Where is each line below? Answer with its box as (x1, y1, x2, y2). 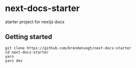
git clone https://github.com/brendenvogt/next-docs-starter (5, 45, 132, 51)
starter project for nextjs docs (5, 19, 65, 25)
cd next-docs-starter (5, 50, 49, 54)
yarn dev (5, 58, 23, 63)
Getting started (5, 33, 52, 41)
